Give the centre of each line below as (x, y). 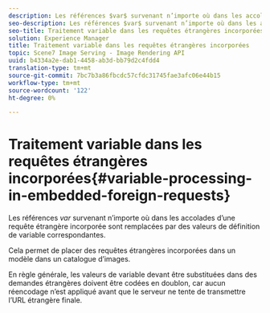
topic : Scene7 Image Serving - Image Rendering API (96, 53)
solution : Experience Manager (59, 38)
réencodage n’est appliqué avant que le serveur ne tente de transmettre (127, 292)
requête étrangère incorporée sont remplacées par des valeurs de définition (134, 226)
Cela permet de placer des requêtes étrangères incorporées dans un (122, 250)
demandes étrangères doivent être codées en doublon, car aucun (117, 283)
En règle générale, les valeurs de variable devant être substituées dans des (133, 274)
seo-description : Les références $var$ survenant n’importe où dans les (133, 23)
